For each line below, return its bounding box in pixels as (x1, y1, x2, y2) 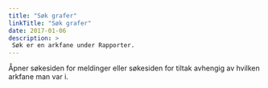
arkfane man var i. (8, 72, 68, 82)
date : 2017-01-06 (8, 26, 67, 34)
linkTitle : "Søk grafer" (8, 19, 92, 27)
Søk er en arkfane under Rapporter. (11, 42, 135, 50)
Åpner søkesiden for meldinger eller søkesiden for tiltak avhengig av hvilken (8, 63, 260, 73)
